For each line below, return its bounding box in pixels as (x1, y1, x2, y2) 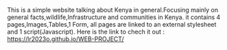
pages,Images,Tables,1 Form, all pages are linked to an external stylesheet (7, 21, 217, 28)
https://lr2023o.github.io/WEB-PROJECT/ (7, 35, 125, 43)
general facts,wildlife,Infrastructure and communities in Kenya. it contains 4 (7, 13, 221, 21)
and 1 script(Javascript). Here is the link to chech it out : (7, 27, 165, 36)
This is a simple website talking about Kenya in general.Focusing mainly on (7, 6, 219, 14)
